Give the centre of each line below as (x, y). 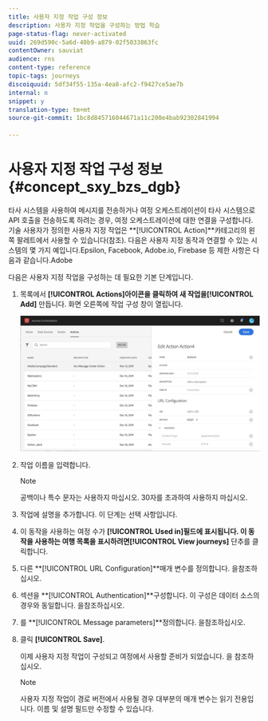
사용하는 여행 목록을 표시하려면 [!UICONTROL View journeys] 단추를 (143, 541)
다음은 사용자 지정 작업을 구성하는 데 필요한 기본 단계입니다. (101, 277)
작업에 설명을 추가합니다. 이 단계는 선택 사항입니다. (99, 514)
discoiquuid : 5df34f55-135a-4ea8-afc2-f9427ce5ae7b (96, 84)
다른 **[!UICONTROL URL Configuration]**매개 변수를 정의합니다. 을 (129, 568)
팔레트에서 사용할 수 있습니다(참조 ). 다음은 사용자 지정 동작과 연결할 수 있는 (133, 240)
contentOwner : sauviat (46, 51)
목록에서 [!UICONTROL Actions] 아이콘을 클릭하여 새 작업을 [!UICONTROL (136, 294)
